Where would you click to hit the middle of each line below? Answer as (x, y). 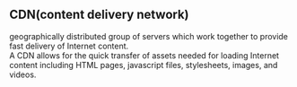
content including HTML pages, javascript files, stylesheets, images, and (144, 65)
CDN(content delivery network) (100, 15)
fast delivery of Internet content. (69, 46)
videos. (23, 74)
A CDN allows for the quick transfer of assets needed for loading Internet (144, 55)
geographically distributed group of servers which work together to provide (149, 36)
